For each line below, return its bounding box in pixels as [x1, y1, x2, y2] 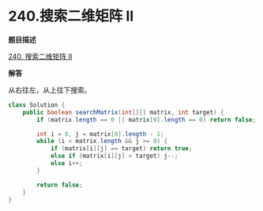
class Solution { [8, 100, 66, 109]
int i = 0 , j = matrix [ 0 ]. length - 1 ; [36, 130, 164, 138]
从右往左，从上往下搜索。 [8, 85, 92, 95]
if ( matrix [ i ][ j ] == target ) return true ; [50, 145, 193, 153]
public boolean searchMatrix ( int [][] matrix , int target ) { [22, 108, 224, 116]
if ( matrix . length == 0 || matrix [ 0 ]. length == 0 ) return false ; [36, 115, 257, 123]
